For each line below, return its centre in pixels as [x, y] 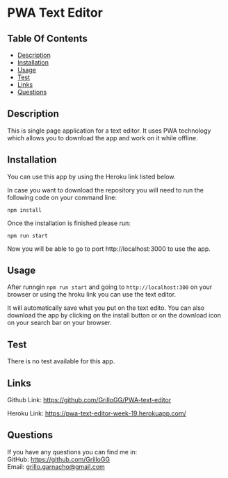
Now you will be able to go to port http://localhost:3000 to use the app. [109, 249]
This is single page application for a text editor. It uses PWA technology [109, 131]
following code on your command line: [62, 197]
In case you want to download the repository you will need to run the [105, 190]
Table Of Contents [48, 39]
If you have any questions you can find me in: [72, 452]
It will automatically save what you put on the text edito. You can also [106, 308]
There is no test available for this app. [61, 361]
